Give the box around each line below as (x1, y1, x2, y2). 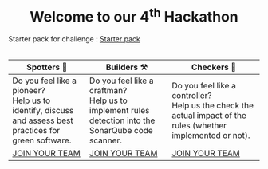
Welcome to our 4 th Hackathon (29, 5, 239, 26)
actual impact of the (171, 110, 247, 121)
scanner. (89, 135, 122, 146)
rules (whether (171, 120, 227, 132)
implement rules (89, 105, 150, 116)
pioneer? (12, 85, 45, 96)
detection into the (89, 115, 156, 126)
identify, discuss (12, 105, 74, 116)
